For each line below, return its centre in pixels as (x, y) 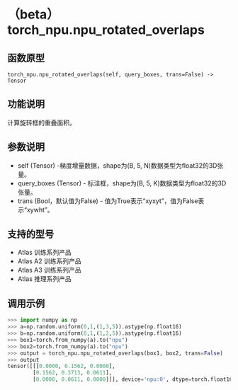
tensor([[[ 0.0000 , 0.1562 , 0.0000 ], (61, 366)
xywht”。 (40, 210)
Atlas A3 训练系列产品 (49, 270)
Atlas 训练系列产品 (45, 253)
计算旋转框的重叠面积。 (41, 122)
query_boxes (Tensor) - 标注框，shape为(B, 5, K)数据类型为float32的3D (122, 183)
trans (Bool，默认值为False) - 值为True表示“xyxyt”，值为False (108, 201)
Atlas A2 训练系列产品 (49, 261)
